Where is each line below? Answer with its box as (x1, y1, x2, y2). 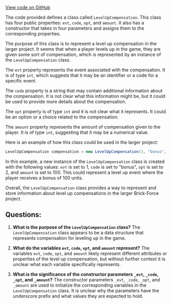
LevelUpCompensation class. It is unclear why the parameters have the (12, 287, 159, 294)
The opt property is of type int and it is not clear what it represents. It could (5, 109, 166, 114)
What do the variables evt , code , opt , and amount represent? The (12, 245, 150, 251)
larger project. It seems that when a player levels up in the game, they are (5, 46, 161, 52)
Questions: (5, 210, 42, 219)
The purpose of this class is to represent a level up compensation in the (5, 40, 157, 47)
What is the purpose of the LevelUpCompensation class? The (12, 224, 140, 230)
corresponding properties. (5, 31, 61, 36)
